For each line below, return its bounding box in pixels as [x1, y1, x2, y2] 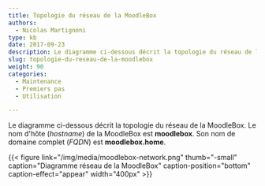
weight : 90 [8, 63, 44, 71]
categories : [8, 70, 47, 78]
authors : [8, 19, 37, 27]
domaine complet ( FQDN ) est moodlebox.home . [8, 137, 166, 147]
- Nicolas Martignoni [15, 26, 87, 34]
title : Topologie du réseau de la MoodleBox [8, 11, 157, 20]
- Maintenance [15, 77, 62, 85]
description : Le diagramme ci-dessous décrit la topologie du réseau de [8, 48, 252, 56]
